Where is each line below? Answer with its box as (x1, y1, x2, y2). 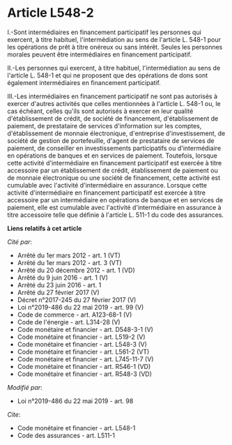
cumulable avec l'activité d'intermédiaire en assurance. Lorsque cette (7, 181, 208, 189)
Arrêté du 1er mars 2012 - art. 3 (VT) (17, 258, 122, 266)
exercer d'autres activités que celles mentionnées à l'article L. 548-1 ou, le (7, 99, 221, 107)
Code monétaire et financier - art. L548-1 (17, 423, 136, 432)
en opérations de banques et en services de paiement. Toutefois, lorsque (7, 151, 217, 160)
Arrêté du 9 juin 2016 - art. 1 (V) (17, 273, 108, 282)
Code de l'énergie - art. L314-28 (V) (17, 317, 121, 326)
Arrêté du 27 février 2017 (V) (17, 288, 100, 296)
